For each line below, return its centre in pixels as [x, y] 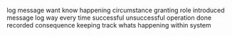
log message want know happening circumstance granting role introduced [116, 10]
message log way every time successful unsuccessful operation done [109, 18]
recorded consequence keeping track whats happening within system [109, 25]
